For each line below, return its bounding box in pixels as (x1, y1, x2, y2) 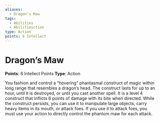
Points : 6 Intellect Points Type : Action (5, 70, 81, 76)
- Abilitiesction (9, 25, 44, 30)
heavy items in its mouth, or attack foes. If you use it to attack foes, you (5, 106, 147, 111)
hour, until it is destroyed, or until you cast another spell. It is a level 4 (5, 90, 143, 96)
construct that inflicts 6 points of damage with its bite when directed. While (5, 95, 155, 101)
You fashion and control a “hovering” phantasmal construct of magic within (5, 80, 155, 86)
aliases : (5, 7, 23, 12)
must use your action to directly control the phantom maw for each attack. (5, 110, 153, 116)
